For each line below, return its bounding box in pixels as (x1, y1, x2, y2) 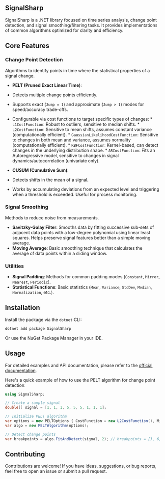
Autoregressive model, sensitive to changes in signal (12, 152, 119, 159)
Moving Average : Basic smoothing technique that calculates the (12, 245, 142, 251)
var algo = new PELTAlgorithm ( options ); (5, 423, 89, 428)
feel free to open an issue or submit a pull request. (5, 468, 107, 474)
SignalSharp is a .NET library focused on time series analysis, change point (5, 17, 157, 23)
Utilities (5, 263, 24, 269)
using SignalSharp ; (5, 392, 45, 397)
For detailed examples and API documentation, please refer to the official (5, 362, 153, 368)
